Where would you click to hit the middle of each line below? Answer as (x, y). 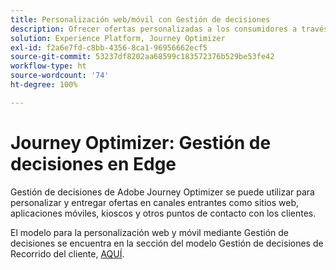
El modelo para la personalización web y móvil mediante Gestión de (149, 232)
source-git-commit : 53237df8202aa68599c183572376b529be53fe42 (142, 57)
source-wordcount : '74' (60, 76)
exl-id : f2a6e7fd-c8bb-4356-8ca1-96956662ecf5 (109, 47)
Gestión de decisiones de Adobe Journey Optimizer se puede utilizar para (162, 192)
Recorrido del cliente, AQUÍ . (67, 253)
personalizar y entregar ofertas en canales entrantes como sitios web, (154, 202)
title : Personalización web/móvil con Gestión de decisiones (140, 19)
